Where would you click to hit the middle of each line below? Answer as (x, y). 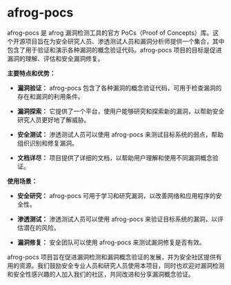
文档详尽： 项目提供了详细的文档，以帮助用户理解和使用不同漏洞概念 (114, 157)
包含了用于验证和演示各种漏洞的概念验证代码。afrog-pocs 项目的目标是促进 (114, 50)
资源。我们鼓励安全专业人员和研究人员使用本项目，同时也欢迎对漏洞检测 (122, 265)
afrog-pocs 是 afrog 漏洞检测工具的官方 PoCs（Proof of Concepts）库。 (110, 32)
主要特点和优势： (31, 73)
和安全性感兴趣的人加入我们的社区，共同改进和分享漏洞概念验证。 (101, 274)
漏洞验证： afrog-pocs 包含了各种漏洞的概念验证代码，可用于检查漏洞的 (119, 88)
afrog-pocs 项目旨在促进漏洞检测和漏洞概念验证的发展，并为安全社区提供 (111, 257)
